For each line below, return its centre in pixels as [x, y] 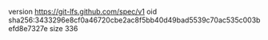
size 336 [64, 28]
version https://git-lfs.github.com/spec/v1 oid [83, 12]
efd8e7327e [28, 28]
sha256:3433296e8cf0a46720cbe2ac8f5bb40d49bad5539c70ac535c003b [134, 20]
